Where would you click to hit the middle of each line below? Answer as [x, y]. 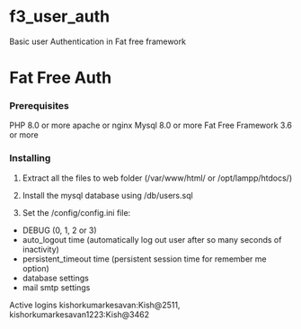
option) [35, 268]
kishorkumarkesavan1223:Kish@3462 [80, 314]
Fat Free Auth [61, 78]
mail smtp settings [56, 287]
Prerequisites [39, 106]
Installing [30, 158]
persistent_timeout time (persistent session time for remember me [144, 259]
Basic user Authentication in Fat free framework [98, 41]
